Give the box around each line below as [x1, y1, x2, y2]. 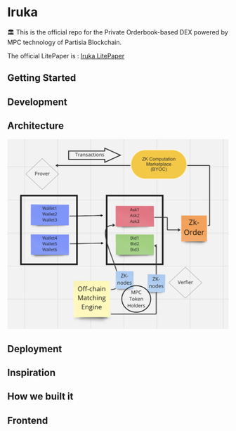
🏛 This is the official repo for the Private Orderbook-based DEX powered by [7, 27, 228, 36]
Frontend [7, 414, 48, 426]
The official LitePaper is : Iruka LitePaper [7, 51, 125, 60]
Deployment [7, 342, 63, 355]
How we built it [7, 391, 74, 403]
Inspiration [7, 366, 56, 378]
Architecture [7, 120, 65, 132]
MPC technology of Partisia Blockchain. [7, 38, 122, 46]
